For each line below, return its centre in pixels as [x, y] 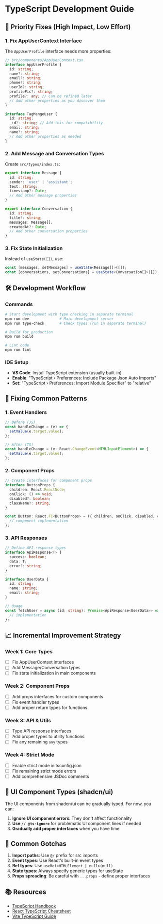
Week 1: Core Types [29, 651]
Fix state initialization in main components [54, 673]
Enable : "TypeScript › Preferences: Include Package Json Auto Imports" [84, 378]
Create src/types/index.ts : [33, 164]
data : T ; [18, 561]
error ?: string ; [26, 566]
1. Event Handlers [26, 412]
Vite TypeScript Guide [34, 916]
